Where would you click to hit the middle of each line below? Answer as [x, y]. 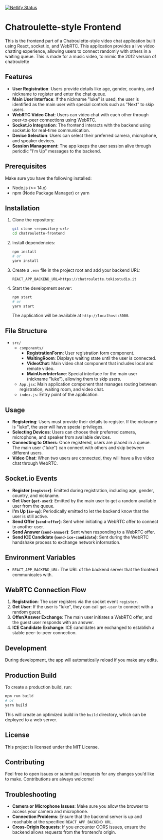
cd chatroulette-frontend [38, 234]
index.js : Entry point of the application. [59, 395]
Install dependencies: [34, 243]
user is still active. [30, 516]
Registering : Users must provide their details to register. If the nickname [84, 422]
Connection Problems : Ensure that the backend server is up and [77, 817]
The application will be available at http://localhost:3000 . [71, 316]
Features [19, 77]
